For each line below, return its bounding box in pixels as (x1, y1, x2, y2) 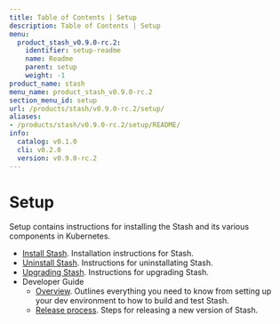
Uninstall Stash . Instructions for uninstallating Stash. (21, 257, 213, 268)
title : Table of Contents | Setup (9, 12, 138, 22)
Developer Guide (21, 277, 84, 288)
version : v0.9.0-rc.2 (17, 153, 98, 163)
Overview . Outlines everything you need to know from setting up (35, 286, 272, 296)
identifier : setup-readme (25, 46, 122, 55)
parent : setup (25, 63, 77, 72)
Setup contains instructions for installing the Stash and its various (9, 222, 250, 232)
